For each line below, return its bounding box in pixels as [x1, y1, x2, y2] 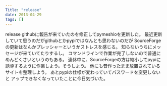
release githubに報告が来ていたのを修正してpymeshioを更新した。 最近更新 [5, 31, 162, 37]
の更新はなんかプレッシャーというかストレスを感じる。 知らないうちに [5, 44, 152, 50]
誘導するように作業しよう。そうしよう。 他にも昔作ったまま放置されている [5, 63, 160, 69]
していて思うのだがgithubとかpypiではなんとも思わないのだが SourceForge [5, 37, 161, 44]
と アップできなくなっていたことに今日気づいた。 [5, 75, 108, 81]
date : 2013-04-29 [5, 12, 42, 17]
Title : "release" [5, 7, 42, 13]
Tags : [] [5, 17, 24, 22]
